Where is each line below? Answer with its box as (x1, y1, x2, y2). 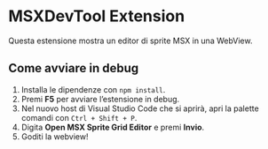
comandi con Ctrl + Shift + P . (20, 112, 138, 123)
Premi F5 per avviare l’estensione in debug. (20, 93, 180, 104)
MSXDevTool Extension (8, 6, 185, 26)
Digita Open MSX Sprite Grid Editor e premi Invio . (20, 122, 205, 132)
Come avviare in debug (8, 61, 139, 76)
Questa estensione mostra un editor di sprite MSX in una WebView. (8, 35, 253, 46)
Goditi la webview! (20, 130, 90, 142)
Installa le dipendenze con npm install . (20, 84, 166, 94)
